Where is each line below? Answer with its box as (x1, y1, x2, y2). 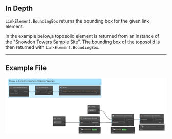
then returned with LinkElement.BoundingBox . (5, 44, 100, 50)
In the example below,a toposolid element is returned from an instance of (5, 33, 160, 39)
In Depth (5, 4, 33, 13)
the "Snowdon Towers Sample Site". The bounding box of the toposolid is (5, 38, 160, 45)
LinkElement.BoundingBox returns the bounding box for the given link (5, 17, 149, 24)
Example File (5, 64, 47, 72)
